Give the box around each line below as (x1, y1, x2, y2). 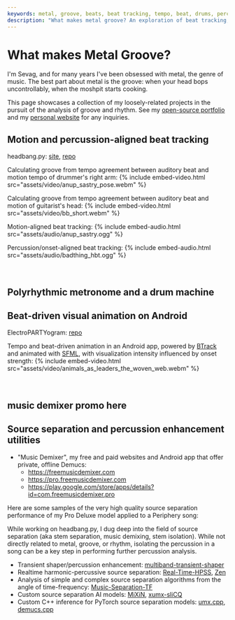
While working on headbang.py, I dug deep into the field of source (7, 524, 198, 533)
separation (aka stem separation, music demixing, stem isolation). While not (7, 532, 226, 540)
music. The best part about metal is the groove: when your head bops (7, 78, 208, 86)
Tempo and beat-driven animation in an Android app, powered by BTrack (7, 342, 217, 351)
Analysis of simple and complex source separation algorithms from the (17, 575, 222, 584)
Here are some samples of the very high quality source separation (7, 503, 198, 512)
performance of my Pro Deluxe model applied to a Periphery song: (7, 511, 199, 519)
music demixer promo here (7, 400, 127, 411)
